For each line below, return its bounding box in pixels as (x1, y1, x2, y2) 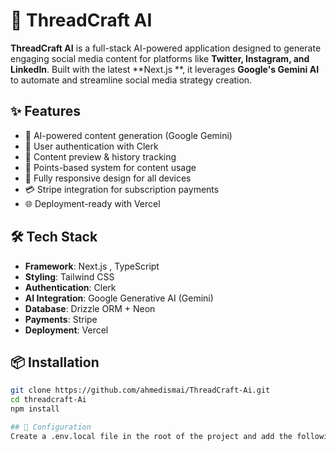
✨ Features (10, 103, 81, 120)
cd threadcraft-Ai (10, 395, 87, 405)
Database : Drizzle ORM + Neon (24, 302, 156, 314)
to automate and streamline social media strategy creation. (10, 74, 253, 86)
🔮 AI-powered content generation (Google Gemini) (24, 129, 233, 141)
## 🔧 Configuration (10, 422, 92, 432)
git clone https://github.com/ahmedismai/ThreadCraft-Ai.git (10, 385, 271, 396)
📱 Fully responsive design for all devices (24, 172, 192, 184)
